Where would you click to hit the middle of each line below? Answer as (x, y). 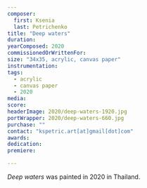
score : (17, 105)
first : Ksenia (34, 20)
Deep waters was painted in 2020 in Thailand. (74, 177)
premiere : (22, 151)
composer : (22, 14)
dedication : (25, 145)
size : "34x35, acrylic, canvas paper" (64, 60)
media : (17, 99)
